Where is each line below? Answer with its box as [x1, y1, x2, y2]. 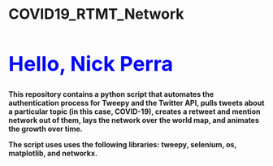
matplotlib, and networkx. [8, 148, 97, 158]
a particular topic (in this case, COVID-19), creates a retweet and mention [8, 107, 261, 116]
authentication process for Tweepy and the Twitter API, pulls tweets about [8, 98, 265, 107]
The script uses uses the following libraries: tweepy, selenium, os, [8, 139, 237, 149]
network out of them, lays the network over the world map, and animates [8, 115, 260, 124]
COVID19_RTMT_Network [8, 5, 184, 24]
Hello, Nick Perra [8, 50, 174, 77]
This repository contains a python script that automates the [8, 89, 214, 98]
